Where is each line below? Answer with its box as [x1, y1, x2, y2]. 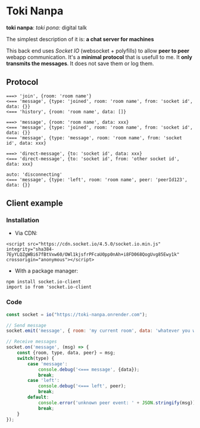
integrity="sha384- [6, 246, 55, 252]
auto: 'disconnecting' [6, 172, 62, 178]
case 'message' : [27, 360, 68, 367]
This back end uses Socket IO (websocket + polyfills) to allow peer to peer [6, 47, 190, 54]
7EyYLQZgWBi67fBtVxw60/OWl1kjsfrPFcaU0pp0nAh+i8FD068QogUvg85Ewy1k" [6, 252, 180, 258]
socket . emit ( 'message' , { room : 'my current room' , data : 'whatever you [6, 328, 190, 334]
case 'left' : [27, 378, 60, 384]
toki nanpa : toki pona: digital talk [6, 24, 87, 31]
